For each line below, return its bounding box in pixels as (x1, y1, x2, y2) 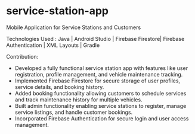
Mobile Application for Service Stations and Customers (6, 24, 141, 31)
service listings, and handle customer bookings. (14, 109, 133, 116)
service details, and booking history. (14, 83, 104, 90)
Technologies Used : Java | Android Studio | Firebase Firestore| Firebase (6, 35, 185, 42)
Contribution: (6, 53, 39, 60)
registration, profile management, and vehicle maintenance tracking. (14, 71, 183, 78)
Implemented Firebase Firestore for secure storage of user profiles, (14, 77, 181, 84)
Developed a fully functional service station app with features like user (14, 64, 188, 72)
